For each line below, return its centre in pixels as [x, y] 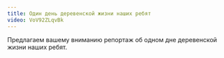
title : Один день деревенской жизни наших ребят [79, 13]
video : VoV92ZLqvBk [36, 20]
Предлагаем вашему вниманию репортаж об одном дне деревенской [112, 39]
